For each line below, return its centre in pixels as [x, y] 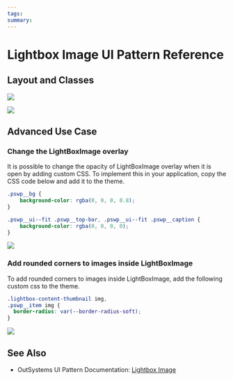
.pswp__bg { [24, 194]
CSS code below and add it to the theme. [66, 181]
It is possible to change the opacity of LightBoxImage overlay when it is [109, 166]
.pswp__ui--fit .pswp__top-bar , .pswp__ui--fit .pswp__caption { [104, 219]
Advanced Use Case [52, 131]
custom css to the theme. [43, 286]
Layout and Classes [51, 80]
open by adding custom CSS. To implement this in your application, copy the [117, 174]
